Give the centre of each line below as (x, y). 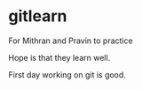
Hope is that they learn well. (59, 57)
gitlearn (38, 16)
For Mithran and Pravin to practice (71, 41)
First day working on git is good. (67, 74)
